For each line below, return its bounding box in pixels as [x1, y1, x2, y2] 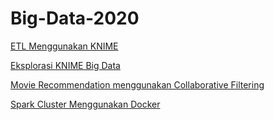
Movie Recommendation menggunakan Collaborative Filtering [10, 78, 265, 91]
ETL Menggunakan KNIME [10, 40, 119, 52]
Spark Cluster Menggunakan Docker [10, 98, 161, 110]
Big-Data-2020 [10, 7, 140, 30]
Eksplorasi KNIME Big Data [10, 59, 121, 71]
